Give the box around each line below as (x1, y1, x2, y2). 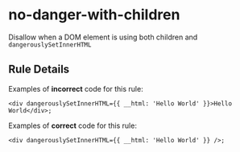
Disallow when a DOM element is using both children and (8, 32, 198, 42)
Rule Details (8, 63, 70, 76)
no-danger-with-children (8, 6, 180, 24)
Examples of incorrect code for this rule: (8, 84, 143, 93)
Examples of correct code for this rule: (8, 121, 137, 130)
